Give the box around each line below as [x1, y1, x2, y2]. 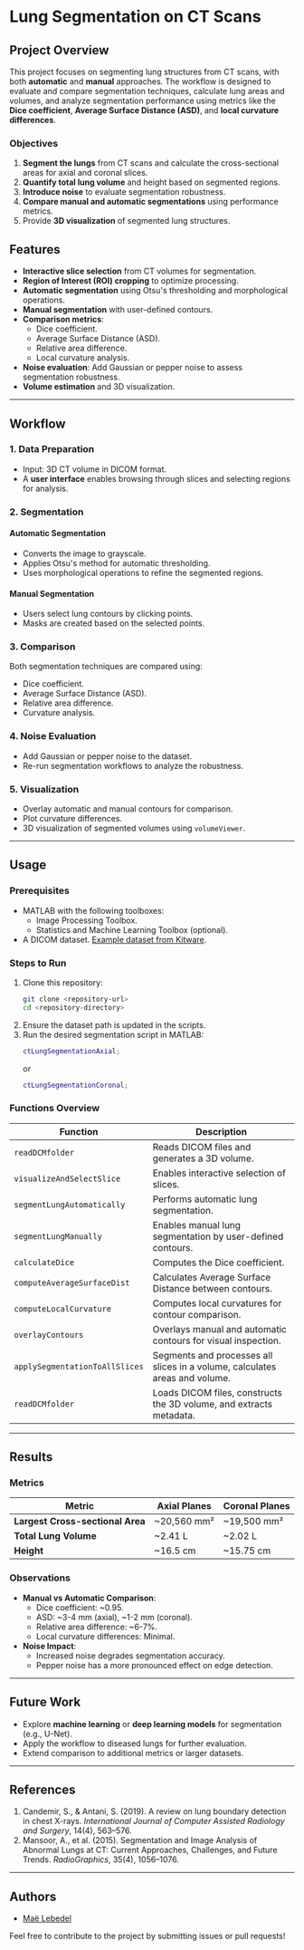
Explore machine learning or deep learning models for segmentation [22, 1718, 282, 1729]
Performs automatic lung [152, 1193, 258, 1206]
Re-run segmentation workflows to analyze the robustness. [22, 760, 244, 771]
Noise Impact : [22, 1640, 77, 1651]
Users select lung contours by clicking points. [22, 609, 194, 620]
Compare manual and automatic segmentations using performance [22, 197, 279, 207]
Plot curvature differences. [22, 813, 123, 824]
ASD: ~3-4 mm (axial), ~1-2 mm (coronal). [35, 1611, 193, 1622]
